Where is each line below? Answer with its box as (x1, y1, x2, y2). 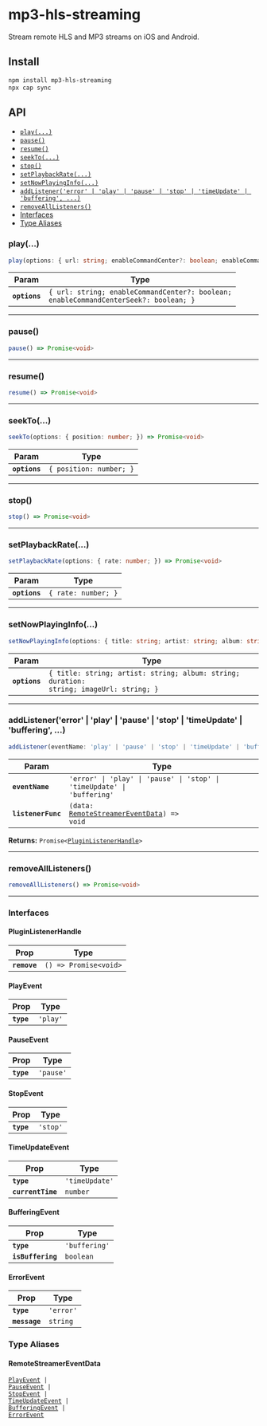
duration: (48, 676, 86, 686)
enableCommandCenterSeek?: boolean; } (48, 296, 195, 304)
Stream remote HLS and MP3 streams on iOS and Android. (8, 32, 200, 41)
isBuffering (12, 1252, 58, 1261)
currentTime (12, 1187, 58, 1196)
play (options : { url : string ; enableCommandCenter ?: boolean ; (8, 257, 219, 265)
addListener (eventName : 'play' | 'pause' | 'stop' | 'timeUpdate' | (8, 743, 240, 751)
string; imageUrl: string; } (48, 684, 159, 693)
